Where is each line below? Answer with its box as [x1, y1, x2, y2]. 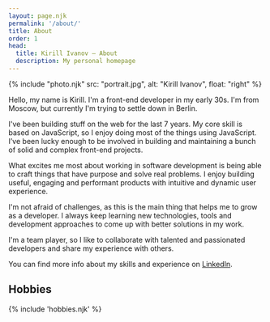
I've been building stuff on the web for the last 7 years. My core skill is [8, 119, 243, 129]
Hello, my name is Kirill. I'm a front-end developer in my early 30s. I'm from [8, 95, 259, 104]
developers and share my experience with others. [8, 244, 174, 253]
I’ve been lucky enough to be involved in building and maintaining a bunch [8, 136, 257, 146]
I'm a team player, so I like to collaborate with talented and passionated [8, 235, 246, 244]
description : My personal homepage [15, 57, 136, 66]
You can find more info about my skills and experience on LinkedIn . [8, 259, 233, 269]
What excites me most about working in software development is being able [8, 160, 262, 170]
